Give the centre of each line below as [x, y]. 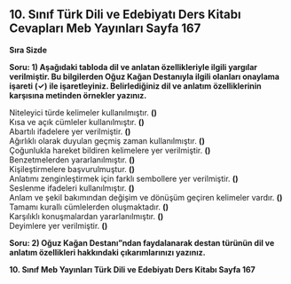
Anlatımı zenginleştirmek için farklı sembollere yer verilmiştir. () [124, 178]
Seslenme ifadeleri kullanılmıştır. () [72, 188]
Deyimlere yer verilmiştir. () [59, 225]
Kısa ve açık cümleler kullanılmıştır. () [77, 122]
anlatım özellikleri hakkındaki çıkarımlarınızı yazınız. [107, 252]
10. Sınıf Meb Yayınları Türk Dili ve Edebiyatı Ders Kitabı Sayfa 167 [132, 269]
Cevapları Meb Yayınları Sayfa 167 [105, 29]
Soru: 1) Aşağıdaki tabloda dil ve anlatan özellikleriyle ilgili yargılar [133, 67]
